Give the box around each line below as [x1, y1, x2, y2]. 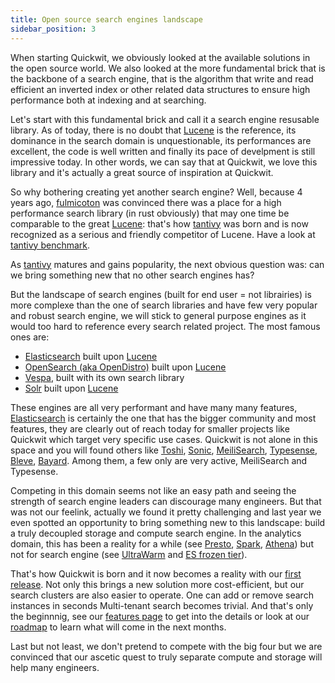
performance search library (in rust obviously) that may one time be [10, 207, 290, 219]
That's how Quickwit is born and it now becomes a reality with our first [10, 567, 302, 580]
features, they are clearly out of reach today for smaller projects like [10, 422, 290, 435]
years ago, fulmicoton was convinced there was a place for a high [10, 196, 282, 208]
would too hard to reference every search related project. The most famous [10, 320, 321, 332]
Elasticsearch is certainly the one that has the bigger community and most [10, 412, 317, 424]
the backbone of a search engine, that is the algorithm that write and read [10, 72, 314, 85]
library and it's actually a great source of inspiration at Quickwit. [10, 166, 274, 178]
